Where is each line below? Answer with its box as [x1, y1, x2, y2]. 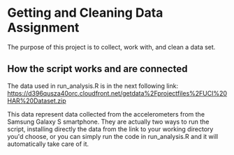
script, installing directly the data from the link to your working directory [7, 124, 214, 133]
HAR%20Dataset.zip [7, 96, 66, 105]
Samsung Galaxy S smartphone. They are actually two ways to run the [7, 117, 210, 126]
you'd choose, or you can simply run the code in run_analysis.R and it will [7, 132, 219, 140]
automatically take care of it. [7, 140, 89, 148]
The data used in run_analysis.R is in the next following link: [7, 82, 179, 90]
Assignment [7, 20, 80, 36]
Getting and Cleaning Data [7, 5, 163, 21]
